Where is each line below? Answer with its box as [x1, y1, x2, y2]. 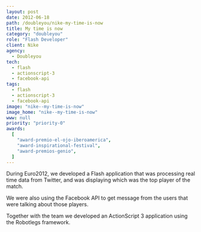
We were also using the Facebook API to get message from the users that [6, 194, 188, 201]
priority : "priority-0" [6, 120, 66, 126]
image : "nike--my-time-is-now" [6, 103, 85, 110]
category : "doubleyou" [6, 31, 63, 37]
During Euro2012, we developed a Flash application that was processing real [6, 170, 196, 177]
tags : [6, 82, 20, 88]
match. [6, 183, 23, 190]
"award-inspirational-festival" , [17, 142, 101, 149]
